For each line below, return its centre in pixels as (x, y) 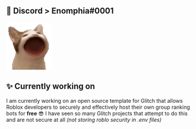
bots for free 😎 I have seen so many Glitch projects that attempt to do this (97, 113)
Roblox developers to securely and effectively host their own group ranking (98, 107)
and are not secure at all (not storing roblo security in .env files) (84, 119)
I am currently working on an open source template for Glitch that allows (94, 100)
